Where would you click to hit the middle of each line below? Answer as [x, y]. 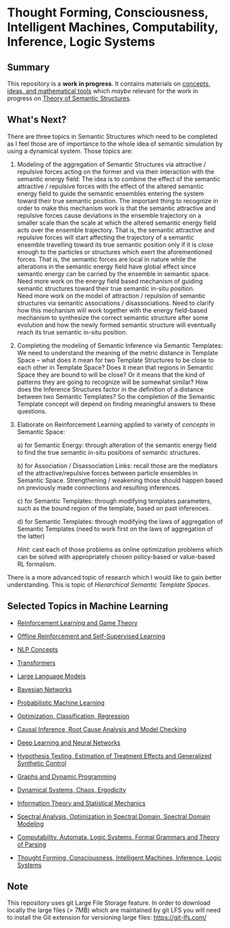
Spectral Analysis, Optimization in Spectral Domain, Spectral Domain [114, 816]
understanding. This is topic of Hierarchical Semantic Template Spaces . [108, 585]
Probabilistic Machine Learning [61, 703]
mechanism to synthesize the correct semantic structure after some [113, 317]
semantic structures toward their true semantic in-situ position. [106, 288]
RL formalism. [36, 564]
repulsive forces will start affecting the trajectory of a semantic [105, 237]
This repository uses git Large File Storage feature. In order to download [109, 903]
